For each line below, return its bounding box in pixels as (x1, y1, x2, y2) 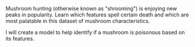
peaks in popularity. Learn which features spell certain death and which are (5, 11, 189, 18)
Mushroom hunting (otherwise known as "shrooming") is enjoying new (5, 5, 177, 12)
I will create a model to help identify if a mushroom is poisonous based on (5, 29, 185, 36)
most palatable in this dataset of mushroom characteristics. (5, 18, 150, 24)
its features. (5, 35, 35, 42)
